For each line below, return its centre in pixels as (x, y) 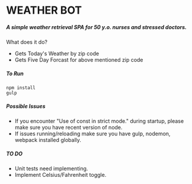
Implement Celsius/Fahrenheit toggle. (60, 175)
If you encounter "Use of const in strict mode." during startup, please (99, 121)
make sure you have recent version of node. (68, 128)
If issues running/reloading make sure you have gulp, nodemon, (92, 134)
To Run (15, 73)
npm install (21, 88)
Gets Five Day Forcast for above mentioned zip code (79, 60)
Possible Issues (26, 106)
